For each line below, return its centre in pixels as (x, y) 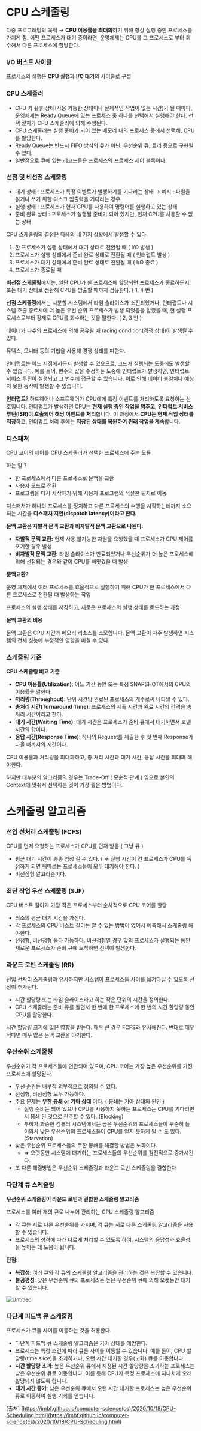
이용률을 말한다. (33, 692)
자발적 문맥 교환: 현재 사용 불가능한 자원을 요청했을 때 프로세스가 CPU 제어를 (104, 539)
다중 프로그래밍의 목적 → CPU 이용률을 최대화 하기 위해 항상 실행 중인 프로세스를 (99, 30)
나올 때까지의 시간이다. (41, 744)
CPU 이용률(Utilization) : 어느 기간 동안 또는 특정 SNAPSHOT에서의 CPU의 (103, 684)
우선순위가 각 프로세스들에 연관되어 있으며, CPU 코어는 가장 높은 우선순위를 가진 (100, 1066)
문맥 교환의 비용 (25, 620)
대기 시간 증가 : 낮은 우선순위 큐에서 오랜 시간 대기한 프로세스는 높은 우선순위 (103, 1388)
